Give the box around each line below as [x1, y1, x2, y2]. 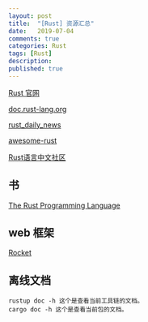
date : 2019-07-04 [8, 27, 74, 35]
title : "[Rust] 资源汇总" [8, 19, 95, 28]
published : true [8, 65, 63, 73]
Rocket [8, 248, 32, 258]
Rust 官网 [8, 88, 40, 97]
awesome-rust [8, 135, 57, 145]
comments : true [8, 34, 60, 43]
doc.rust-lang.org [8, 104, 67, 114]
